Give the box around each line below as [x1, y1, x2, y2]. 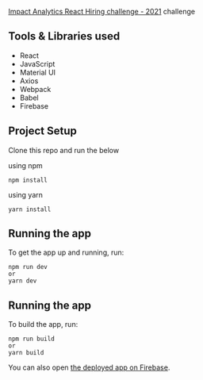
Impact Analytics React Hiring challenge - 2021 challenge [8, 7, 196, 16]
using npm [8, 160, 43, 170]
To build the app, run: [8, 320, 79, 329]
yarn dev [8, 277, 37, 285]
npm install [8, 176, 48, 184]
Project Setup [8, 125, 78, 138]
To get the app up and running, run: [8, 248, 124, 257]
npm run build [8, 335, 56, 344]
